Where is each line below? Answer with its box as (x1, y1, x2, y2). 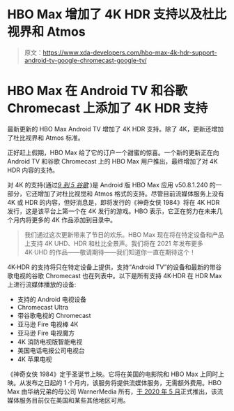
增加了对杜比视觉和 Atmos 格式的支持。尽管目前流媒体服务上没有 (37, 189, 224, 198)
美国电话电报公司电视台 (17, 346, 85, 354)
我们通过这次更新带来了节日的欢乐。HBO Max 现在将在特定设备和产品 (24, 230, 225, 238)
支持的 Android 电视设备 (17, 295, 87, 303)
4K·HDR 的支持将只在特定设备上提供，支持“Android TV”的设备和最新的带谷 (7, 263, 222, 271)
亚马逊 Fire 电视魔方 (17, 329, 75, 337)
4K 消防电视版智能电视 (17, 337, 83, 346)
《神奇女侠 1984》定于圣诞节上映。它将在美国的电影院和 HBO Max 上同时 (7, 370, 219, 378)
